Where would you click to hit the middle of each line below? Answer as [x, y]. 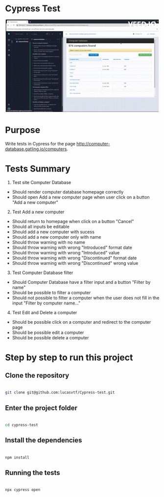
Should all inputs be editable [41, 226]
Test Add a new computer [38, 212]
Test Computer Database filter [43, 273]
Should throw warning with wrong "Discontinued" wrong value [75, 263]
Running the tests [33, 473]
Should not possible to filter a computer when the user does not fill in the [86, 298]
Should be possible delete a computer [50, 337]
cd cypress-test [22, 425]
